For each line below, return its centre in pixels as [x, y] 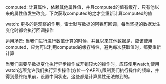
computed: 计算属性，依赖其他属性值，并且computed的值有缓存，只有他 [80, 7]
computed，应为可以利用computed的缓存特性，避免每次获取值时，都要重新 [83, 47]
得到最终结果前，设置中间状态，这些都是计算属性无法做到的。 [69, 76]
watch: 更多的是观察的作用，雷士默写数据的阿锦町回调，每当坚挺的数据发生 [83, 24]
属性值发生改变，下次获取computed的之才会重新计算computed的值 [83, 13]
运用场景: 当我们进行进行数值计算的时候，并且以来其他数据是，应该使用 [79, 41]
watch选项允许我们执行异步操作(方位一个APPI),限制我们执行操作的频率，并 [82, 70]
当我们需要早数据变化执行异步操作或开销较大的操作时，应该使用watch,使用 [82, 64]
